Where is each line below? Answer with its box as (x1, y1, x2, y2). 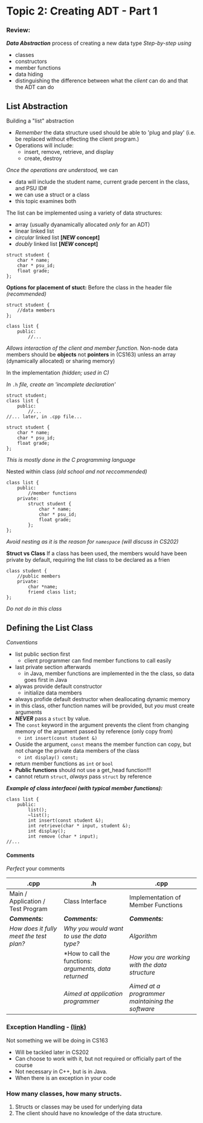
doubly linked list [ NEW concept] (14, 241, 98, 248)
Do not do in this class (6, 605, 62, 613)
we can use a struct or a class (14, 191, 90, 198)
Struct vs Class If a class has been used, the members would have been (6, 550, 187, 557)
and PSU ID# (14, 185, 47, 192)
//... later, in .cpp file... (6, 414, 83, 420)
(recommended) (6, 290, 47, 298)
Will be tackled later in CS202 (14, 1048, 89, 1056)
